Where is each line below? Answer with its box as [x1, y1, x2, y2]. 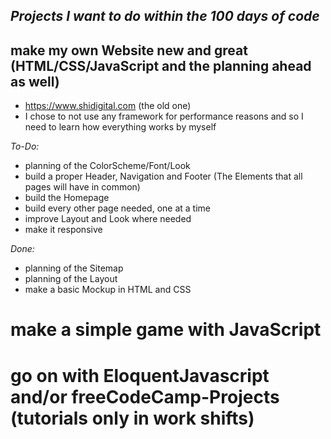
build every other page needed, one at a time [24, 202, 211, 214]
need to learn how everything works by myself [24, 121, 217, 133]
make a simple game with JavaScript [10, 319, 322, 341]
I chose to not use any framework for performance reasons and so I [24, 110, 304, 123]
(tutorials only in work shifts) [10, 407, 255, 429]
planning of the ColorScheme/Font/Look [24, 160, 191, 172]
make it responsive [24, 224, 103, 236]
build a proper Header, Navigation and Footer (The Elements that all [24, 170, 303, 183]
